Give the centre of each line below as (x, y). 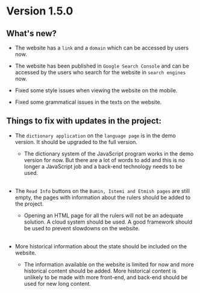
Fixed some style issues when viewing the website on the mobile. (96, 90)
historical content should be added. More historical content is (100, 271)
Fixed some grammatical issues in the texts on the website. (88, 102)
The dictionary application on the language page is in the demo (95, 135)
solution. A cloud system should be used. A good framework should (108, 222)
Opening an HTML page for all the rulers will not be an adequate (104, 215)
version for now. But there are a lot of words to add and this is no (104, 160)
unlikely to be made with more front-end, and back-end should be (106, 277)
